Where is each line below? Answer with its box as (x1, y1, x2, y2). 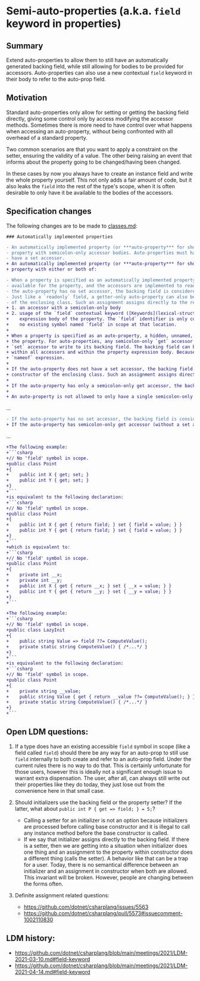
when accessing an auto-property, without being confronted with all (6, 127, 173, 135)
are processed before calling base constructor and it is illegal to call (23, 823, 190, 830)
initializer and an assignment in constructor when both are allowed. (23, 867, 189, 875)
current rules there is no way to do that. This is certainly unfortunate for (14, 762, 190, 769)
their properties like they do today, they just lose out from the (14, 781, 165, 788)
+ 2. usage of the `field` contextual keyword (6, 311, 124, 317)
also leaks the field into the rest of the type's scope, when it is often (6, 182, 176, 189)
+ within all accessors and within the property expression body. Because (6, 350, 196, 355)
